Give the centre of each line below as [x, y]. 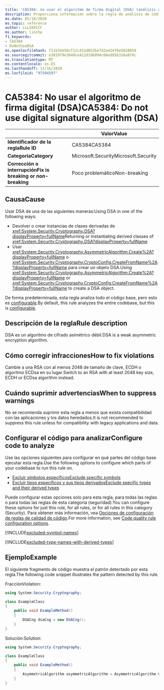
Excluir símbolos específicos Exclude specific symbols [66, 477]
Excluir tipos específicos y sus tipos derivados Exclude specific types [82, 482]
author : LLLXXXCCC [24, 28]
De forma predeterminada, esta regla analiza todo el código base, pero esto [81, 297]
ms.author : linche [24, 32]
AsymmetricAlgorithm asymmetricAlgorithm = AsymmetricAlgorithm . [91, 674]
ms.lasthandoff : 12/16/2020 [34, 69]
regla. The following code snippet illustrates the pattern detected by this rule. [82, 574]
